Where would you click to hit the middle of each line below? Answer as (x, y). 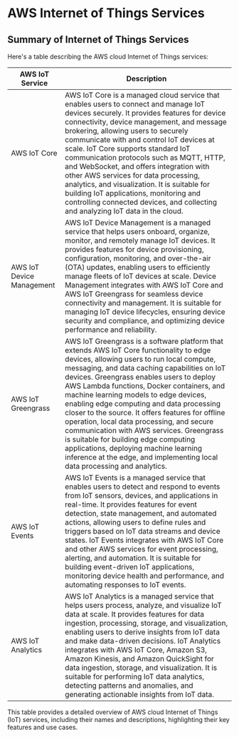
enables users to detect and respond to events (143, 487)
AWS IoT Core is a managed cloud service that (143, 95)
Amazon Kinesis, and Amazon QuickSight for (140, 659)
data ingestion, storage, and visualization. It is (141, 667)
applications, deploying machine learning (134, 448)
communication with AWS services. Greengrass (144, 431)
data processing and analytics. (116, 466)
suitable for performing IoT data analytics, (135, 677)
